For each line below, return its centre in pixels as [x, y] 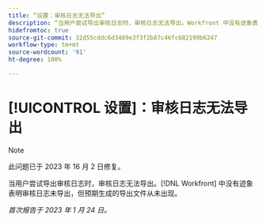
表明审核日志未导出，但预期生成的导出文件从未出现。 [95, 193]
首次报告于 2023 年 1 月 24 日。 [60, 209]
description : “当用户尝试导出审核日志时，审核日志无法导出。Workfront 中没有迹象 [130, 23]
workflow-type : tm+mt [44, 45]
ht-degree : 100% [35, 60]
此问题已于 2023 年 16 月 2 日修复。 [66, 166]
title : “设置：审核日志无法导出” [57, 15]
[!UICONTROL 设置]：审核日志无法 [121, 108]
